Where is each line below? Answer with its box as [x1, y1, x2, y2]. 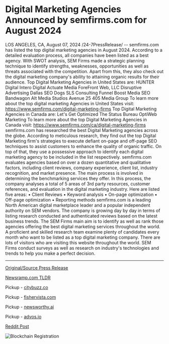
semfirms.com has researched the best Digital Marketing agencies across [5, 127, 158, 133]
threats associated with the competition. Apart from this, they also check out [5, 68, 164, 74]
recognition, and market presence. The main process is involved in [5, 170, 143, 176]
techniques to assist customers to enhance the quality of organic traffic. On [5, 143, 162, 149]
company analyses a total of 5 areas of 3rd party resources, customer [5, 180, 150, 187]
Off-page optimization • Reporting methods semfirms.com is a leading [5, 196, 151, 202]
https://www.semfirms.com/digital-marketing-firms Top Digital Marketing [5, 106, 157, 112]
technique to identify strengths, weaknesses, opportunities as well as [5, 63, 149, 69]
